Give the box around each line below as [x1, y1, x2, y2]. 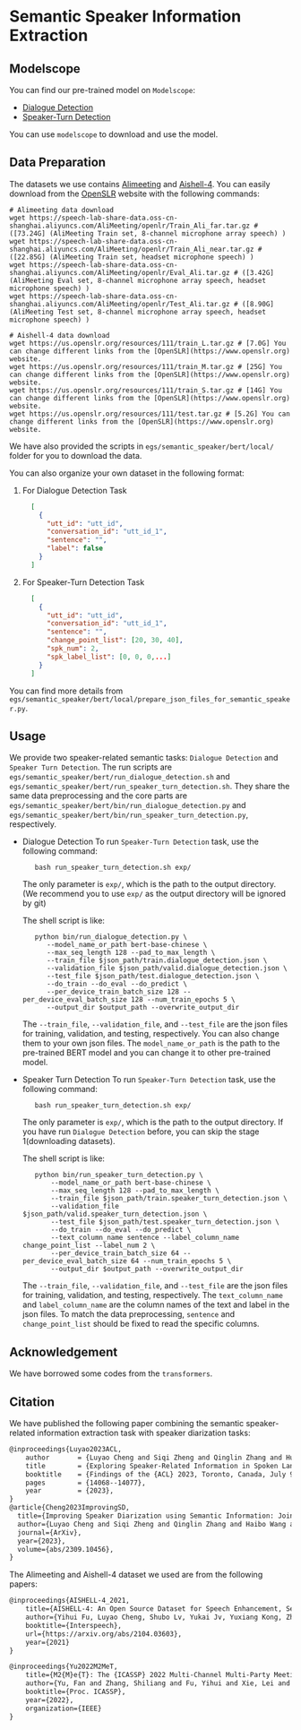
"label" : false [46, 544, 104, 553]
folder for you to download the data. [9, 450, 142, 460]
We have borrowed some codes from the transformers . [9, 1368, 213, 1379]
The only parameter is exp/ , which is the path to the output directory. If [21, 1117, 284, 1128]
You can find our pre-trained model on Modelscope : [9, 85, 195, 95]
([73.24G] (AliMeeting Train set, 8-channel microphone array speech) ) [9, 228, 287, 238]
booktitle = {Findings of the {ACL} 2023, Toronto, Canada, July [25, 1469, 287, 1479]
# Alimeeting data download [9, 205, 115, 214]
